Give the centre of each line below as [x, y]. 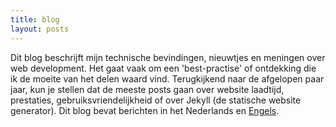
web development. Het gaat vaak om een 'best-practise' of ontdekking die [163, 68]
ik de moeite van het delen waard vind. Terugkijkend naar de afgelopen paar [167, 78]
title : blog [35, 19]
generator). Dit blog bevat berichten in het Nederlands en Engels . [145, 110]
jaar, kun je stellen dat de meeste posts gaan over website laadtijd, [147, 89]
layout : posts [40, 29]
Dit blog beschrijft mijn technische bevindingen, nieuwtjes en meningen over [168, 57]
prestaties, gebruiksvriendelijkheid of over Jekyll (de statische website [156, 100]
